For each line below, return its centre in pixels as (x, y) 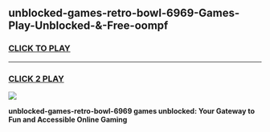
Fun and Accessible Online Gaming (68, 119)
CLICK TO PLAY (39, 49)
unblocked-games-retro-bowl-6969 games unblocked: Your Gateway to (132, 110)
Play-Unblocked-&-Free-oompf (88, 26)
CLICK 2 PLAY (36, 78)
